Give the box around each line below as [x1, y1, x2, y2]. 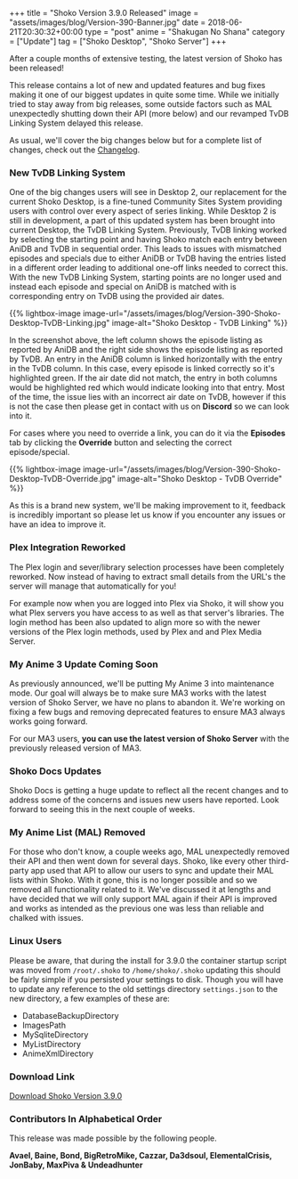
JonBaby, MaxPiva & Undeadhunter [9, 1159, 143, 1170]
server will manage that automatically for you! [9, 581, 177, 591]
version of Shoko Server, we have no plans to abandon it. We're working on [9, 696, 286, 707]
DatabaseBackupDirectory [21, 1010, 119, 1020]
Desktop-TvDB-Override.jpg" [9, 474, 116, 484]
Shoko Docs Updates [9, 765, 102, 777]
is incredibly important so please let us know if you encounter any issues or [9, 509, 286, 520]
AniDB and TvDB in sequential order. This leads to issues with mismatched [9, 244, 282, 255]
